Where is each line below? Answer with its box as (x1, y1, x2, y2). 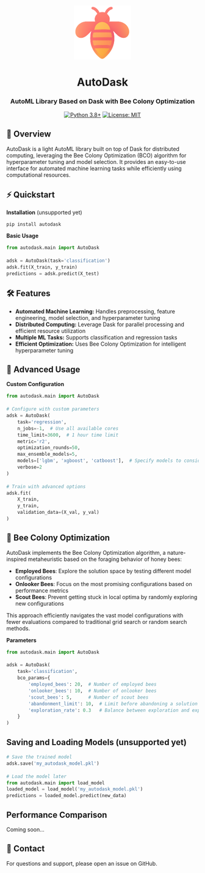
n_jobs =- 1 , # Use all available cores (17, 425, 119, 431)
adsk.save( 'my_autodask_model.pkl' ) (6, 760, 99, 767)
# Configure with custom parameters (6, 406, 99, 412)
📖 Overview (6, 129, 51, 139)
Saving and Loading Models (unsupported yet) (6, 737, 187, 748)
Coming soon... (6, 825, 45, 833)
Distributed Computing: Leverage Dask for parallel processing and (15, 321, 185, 328)
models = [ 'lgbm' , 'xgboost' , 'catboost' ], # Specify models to (17, 458, 182, 464)
